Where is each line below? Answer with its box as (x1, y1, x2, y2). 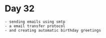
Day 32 (4, 3, 35, 14)
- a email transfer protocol (4, 23, 65, 29)
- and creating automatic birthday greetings (4, 28, 101, 33)
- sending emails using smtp (4, 19, 65, 24)
